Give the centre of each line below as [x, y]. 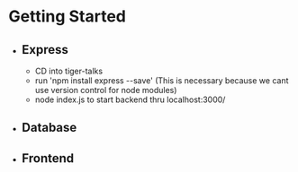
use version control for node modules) [106, 90]
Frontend [48, 158]
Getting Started [68, 17]
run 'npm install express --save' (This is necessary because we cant [162, 81]
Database [49, 128]
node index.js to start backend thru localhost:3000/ [130, 99]
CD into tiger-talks [69, 71]
